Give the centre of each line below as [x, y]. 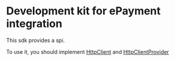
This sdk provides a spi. [35, 40]
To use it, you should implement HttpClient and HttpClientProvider [88, 51]
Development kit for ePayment [83, 11]
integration [34, 24]
